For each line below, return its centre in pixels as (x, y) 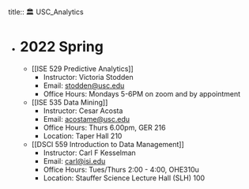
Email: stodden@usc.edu (84, 85)
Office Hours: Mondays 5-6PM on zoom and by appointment (142, 93)
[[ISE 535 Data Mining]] (70, 102)
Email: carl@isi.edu (74, 161)
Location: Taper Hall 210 (83, 136)
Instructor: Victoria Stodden (88, 77)
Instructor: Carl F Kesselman (89, 153)
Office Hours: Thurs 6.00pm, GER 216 (104, 127)
